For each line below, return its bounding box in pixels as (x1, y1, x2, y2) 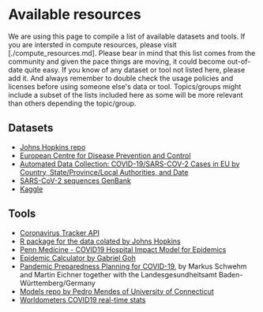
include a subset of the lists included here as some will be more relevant (8, 90, 243, 99)
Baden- (218, 269, 243, 279)
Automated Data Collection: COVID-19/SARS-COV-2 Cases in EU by (19, 159, 240, 169)
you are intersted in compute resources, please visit (8, 39, 177, 49)
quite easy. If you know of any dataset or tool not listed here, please (24, 65, 246, 74)
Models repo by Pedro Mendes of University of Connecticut (19, 286, 215, 296)
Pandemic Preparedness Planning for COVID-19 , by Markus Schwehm (19, 262, 247, 271)
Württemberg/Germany (19, 278, 96, 288)
